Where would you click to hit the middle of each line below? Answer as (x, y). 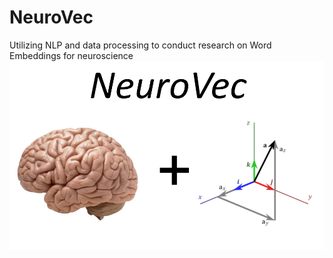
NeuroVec (51, 17)
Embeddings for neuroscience (71, 55)
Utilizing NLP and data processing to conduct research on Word (140, 45)
